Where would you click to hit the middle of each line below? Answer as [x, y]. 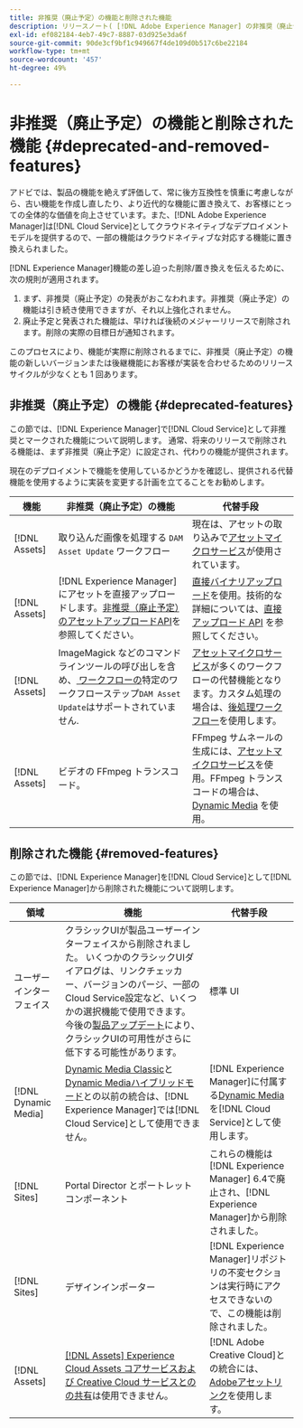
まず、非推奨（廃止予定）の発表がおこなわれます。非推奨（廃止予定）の [156, 298]
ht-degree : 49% [38, 69]
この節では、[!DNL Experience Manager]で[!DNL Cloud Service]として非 [144, 428]
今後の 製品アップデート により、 [132, 1025]
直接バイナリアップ [233, 581]
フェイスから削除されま [132, 944]
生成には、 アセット [233, 751]
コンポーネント [96, 1199]
